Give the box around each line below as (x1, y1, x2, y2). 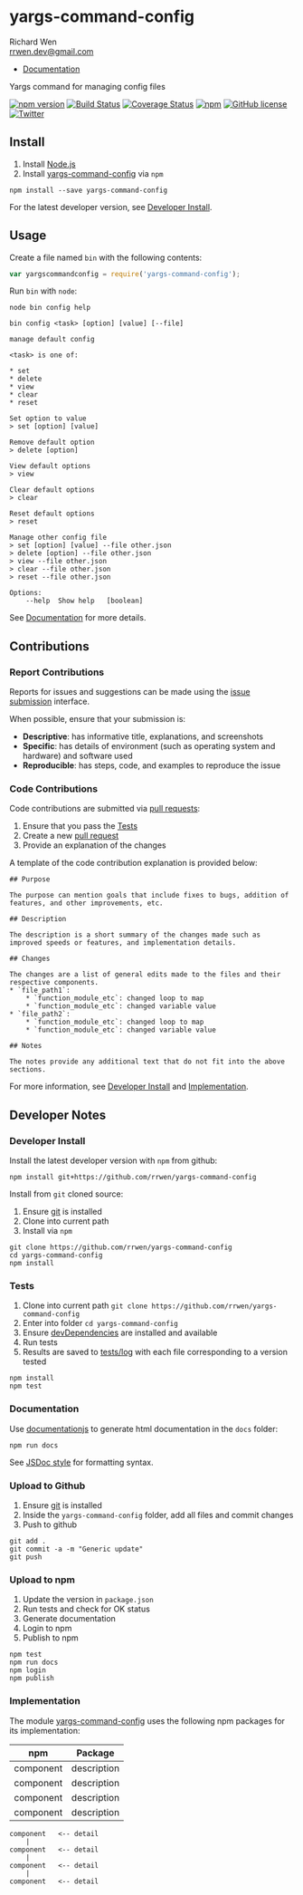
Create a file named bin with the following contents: (9, 252, 203, 263)
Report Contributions (9, 666, 105, 678)
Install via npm (22, 1226, 72, 1236)
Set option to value (9, 414, 88, 423)
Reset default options (9, 509, 95, 518)
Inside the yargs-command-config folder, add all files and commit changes (22, 1510, 294, 1520)
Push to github (22, 1519, 78, 1530)
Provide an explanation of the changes (22, 840, 166, 851)
